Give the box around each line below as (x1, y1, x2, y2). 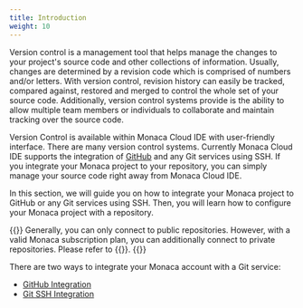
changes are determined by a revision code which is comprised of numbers (9, 65, 291, 77)
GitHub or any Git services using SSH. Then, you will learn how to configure (9, 197, 291, 208)
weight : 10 (9, 22, 51, 31)
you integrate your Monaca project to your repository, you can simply (9, 160, 268, 171)
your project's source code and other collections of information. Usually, (9, 56, 279, 67)
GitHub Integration (22, 278, 92, 290)
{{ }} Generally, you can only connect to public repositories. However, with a (9, 224, 291, 236)
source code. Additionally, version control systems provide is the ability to (9, 94, 285, 105)
